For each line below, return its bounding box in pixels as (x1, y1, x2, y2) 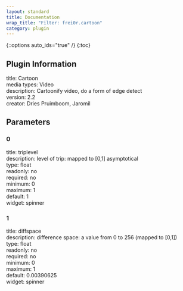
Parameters (6, 117, 51, 127)
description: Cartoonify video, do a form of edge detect (6, 87, 142, 95)
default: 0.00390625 (6, 272, 57, 279)
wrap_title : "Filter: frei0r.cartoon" (6, 20, 103, 26)
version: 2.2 (6, 93, 36, 101)
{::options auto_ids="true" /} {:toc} (6, 42, 91, 49)
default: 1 (6, 193, 29, 200)
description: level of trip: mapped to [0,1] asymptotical (6, 155, 138, 162)
